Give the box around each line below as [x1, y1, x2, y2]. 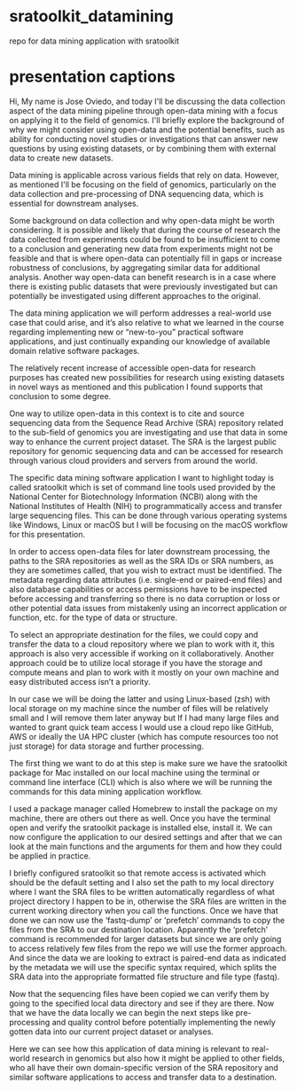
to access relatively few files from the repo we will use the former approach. [9, 943, 287, 954]
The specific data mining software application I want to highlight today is [9, 472, 275, 483]
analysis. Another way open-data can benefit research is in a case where [9, 271, 277, 282]
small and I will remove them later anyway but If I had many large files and [9, 712, 279, 723]
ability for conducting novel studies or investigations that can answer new [9, 133, 278, 144]
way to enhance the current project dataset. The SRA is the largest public [9, 436, 277, 447]
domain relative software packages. [9, 345, 140, 356]
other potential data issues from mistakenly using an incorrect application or [9, 602, 288, 613]
